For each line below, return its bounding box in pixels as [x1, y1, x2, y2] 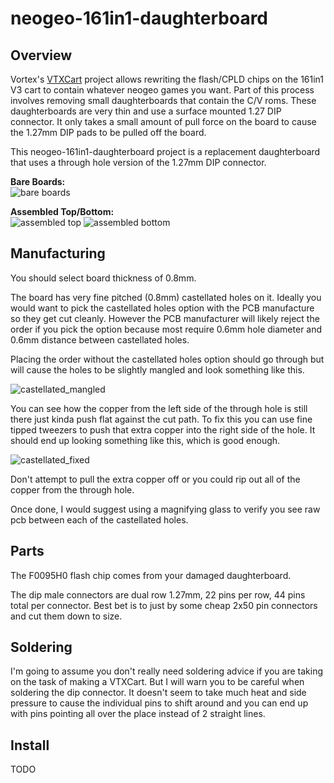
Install [10, 737, 50, 754]
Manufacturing [10, 245, 106, 262]
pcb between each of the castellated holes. [10, 513, 189, 526]
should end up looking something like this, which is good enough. [10, 434, 281, 446]
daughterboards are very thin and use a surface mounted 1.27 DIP [10, 105, 282, 117]
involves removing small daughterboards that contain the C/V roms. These [10, 95, 317, 106]
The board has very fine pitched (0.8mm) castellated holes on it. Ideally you [10, 291, 322, 303]
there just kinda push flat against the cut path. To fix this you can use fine [10, 413, 313, 425]
